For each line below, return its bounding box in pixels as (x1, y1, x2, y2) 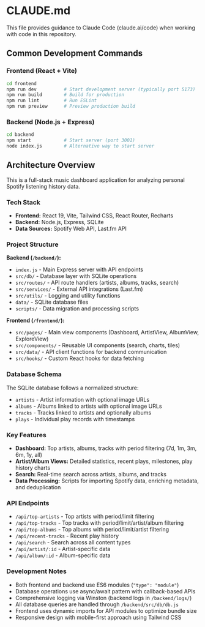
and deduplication (15, 483, 61, 490)
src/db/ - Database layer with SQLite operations (15, 272, 137, 280)
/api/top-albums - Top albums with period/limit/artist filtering (15, 526, 170, 533)
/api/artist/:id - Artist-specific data (15, 546, 111, 553)
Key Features (6, 430, 47, 439)
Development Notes (6, 567, 67, 576)
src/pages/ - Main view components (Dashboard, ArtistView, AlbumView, (15, 329, 199, 336)
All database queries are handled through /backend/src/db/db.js (15, 601, 179, 608)
